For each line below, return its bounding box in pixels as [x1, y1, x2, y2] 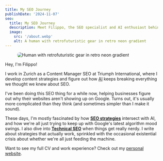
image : [9, 30, 23, 34]
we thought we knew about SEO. [5, 81, 70, 87]
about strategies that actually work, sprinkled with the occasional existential [5, 130, 157, 136]
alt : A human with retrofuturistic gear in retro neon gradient [14, 39, 147, 44]
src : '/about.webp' [14, 34, 53, 39]
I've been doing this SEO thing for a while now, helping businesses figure [5, 90, 151, 96]
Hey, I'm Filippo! [5, 61, 37, 67]
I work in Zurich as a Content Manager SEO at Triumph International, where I [5, 71, 158, 77]
